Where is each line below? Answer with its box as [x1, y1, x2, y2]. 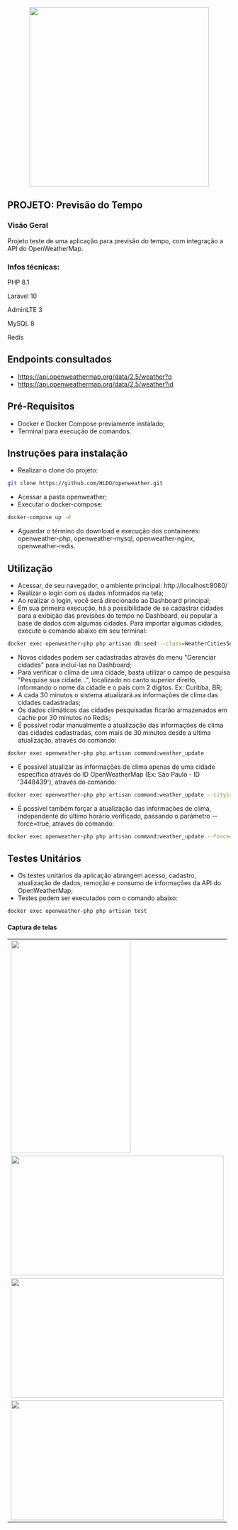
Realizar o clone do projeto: [17, 466, 98, 475]
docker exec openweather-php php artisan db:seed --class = [7, 640, 186, 647]
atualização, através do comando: [17, 736, 117, 744]
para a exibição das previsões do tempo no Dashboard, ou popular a [17, 611, 218, 620]
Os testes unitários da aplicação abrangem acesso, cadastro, [17, 871, 197, 880]
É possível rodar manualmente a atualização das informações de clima [17, 721, 224, 729]
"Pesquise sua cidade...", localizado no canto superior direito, [17, 675, 197, 684]
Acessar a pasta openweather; [17, 493, 108, 501]
